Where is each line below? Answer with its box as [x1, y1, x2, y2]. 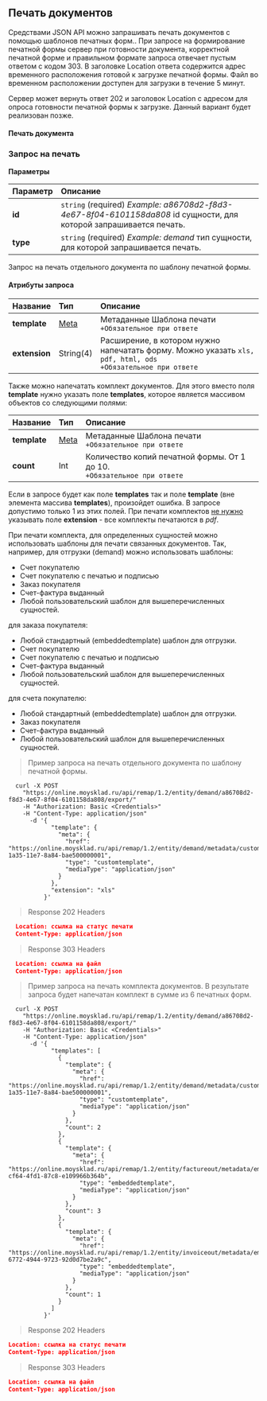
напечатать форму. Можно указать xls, [100, 344, 255, 356]
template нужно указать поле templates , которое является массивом [8, 389, 246, 399]
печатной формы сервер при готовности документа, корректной [8, 44, 230, 54]
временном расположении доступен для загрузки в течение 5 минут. [8, 78, 246, 88]
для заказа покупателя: [8, 620, 88, 629]
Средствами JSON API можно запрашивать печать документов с [8, 27, 230, 37]
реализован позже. [8, 111, 74, 120]
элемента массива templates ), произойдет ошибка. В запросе [8, 497, 221, 508]
